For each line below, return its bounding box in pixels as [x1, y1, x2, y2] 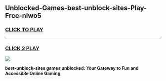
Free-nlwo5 [5, 12, 42, 20]
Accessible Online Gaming [5, 70, 61, 76]
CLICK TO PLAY [5, 27, 43, 33]
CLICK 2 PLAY [5, 45, 40, 52]
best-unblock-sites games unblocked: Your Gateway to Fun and [5, 65, 139, 71]
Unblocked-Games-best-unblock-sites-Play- [5, 4, 147, 12]
